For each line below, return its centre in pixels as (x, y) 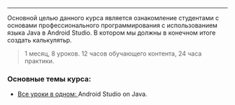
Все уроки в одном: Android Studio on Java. (82, 94)
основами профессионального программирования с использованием (113, 25)
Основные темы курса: (49, 79)
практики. (39, 61)
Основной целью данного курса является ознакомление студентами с (113, 18)
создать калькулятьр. (40, 40)
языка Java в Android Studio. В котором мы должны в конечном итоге (112, 33)
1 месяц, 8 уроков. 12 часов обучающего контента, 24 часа (113, 54)
